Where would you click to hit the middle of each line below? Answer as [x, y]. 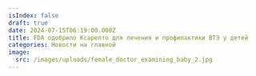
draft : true [28, 23]
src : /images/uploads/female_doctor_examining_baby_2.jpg [114, 60]
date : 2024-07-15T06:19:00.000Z [62, 30]
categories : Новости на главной [62, 45]
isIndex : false [34, 15]
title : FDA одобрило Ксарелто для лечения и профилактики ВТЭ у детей [128, 38]
